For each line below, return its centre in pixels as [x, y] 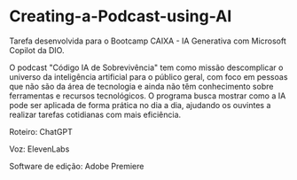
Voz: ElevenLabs [39, 149]
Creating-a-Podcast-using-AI [121, 16]
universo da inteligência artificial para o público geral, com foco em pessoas [148, 76]
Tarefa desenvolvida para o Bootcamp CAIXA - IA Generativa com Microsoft [148, 41]
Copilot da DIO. [37, 50]
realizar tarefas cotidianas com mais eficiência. [95, 114]
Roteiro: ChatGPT [41, 131]
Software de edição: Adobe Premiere [77, 166]
